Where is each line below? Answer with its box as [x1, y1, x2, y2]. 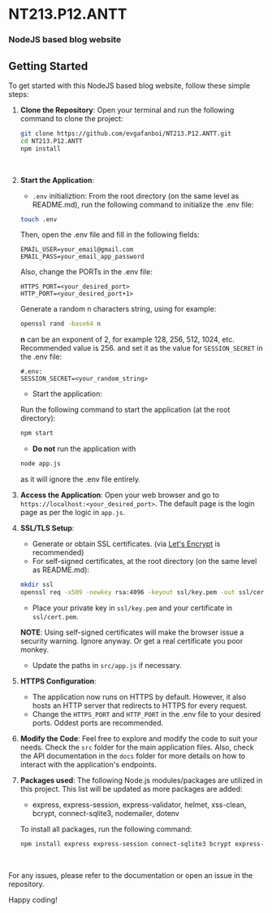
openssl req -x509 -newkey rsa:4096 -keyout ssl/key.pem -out [19, 588, 235, 596]
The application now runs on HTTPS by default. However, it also [32, 692, 247, 701]
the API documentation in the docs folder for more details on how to [19, 750, 246, 761]
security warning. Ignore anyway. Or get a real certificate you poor [19, 636, 244, 645]
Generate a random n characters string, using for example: [19, 304, 217, 314]
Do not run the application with [32, 444, 136, 454]
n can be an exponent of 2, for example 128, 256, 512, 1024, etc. [19, 334, 235, 344]
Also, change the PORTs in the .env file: [19, 267, 153, 277]
